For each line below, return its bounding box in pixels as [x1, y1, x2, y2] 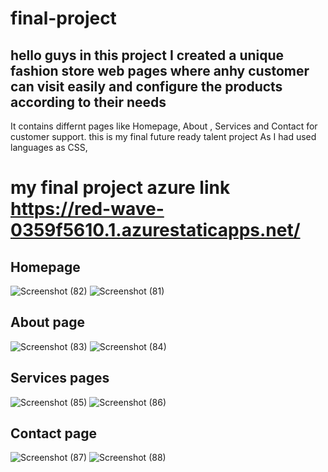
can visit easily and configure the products [10, 78, 283, 95]
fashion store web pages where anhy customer [10, 62, 310, 79]
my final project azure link [10, 177, 231, 199]
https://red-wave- [10, 198, 165, 221]
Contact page [10, 425, 97, 442]
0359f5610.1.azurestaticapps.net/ [10, 219, 301, 242]
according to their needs [10, 93, 167, 111]
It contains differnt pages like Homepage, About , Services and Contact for [10, 120, 318, 132]
